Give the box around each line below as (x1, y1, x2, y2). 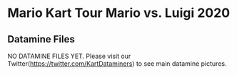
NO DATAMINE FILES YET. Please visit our (7, 52, 131, 60)
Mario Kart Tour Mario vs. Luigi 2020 (7, 5, 231, 21)
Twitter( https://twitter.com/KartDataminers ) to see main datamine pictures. (7, 59, 227, 68)
